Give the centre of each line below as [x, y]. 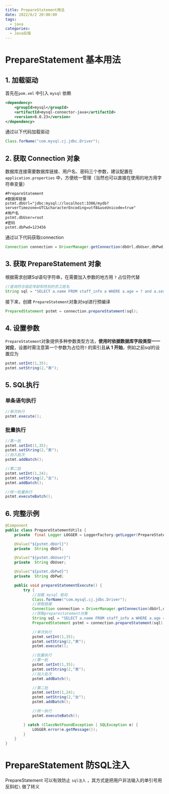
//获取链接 [42, 604]
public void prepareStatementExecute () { [58, 585]
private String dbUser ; [40, 563]
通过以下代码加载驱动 [27, 132]
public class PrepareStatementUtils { [46, 530]
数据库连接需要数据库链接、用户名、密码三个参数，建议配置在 [69, 172]
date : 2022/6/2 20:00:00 [31, 15]
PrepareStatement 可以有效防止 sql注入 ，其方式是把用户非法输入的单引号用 [84, 780]
